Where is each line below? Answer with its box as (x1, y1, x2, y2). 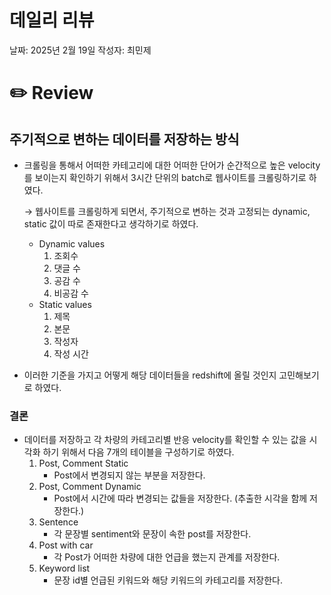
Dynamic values (38, 237, 106, 250)
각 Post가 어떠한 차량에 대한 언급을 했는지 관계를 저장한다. (53, 551, 281, 563)
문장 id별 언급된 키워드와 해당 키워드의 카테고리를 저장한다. (53, 574, 283, 586)
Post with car (38, 539, 94, 551)
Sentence (38, 516, 79, 528)
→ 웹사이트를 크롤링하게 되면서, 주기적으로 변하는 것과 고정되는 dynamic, (23, 205, 311, 217)
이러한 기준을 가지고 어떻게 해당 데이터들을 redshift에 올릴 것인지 (23, 369, 277, 381)
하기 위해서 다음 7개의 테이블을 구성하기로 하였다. (42, 446, 235, 458)
